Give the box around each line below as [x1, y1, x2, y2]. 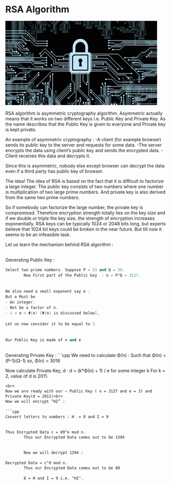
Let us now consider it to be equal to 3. [5, 321, 97, 326]
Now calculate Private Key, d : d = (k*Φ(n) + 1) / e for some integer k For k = [5, 368, 165, 374]
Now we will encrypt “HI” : [5, 399, 66, 404]
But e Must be [5, 294, 36, 300]
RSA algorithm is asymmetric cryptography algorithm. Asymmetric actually [5, 110, 163, 116]
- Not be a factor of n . [5, 305, 58, 310]
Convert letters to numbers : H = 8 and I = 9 [5, 414, 109, 419]
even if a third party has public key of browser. [5, 168, 104, 174]
